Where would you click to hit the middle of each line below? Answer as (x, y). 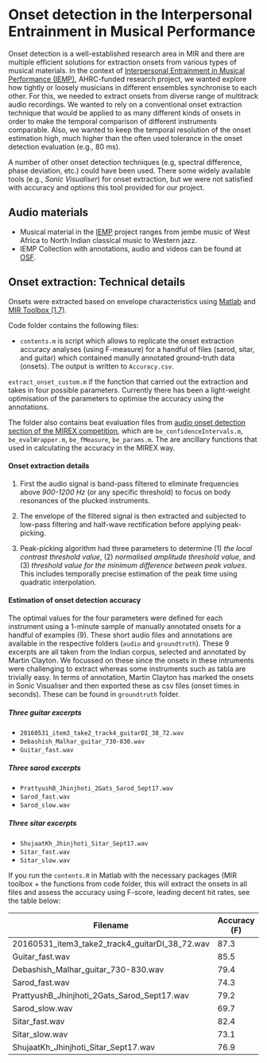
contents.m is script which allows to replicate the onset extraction (127, 341)
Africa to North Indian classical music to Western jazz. (108, 240)
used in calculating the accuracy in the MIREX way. (92, 447)
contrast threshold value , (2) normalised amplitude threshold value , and (137, 557)
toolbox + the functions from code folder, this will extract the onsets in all (128, 883)
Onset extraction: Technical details (97, 282)
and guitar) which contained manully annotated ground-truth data (127, 358)
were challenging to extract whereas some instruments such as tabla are (127, 668)
